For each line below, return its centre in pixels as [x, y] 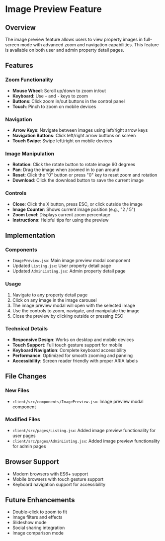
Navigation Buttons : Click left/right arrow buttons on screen [74, 135]
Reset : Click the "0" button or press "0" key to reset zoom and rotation [85, 175]
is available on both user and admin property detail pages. [65, 50]
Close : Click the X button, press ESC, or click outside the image [78, 204]
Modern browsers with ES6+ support [50, 474]
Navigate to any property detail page [50, 295]
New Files [17, 390]
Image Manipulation [30, 154]
